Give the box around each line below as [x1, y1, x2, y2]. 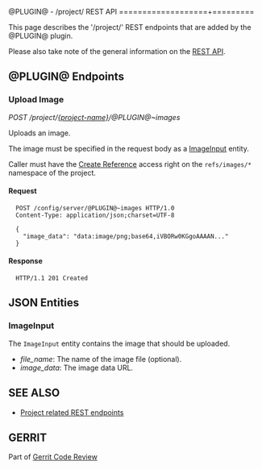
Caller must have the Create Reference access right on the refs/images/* [8, 159, 252, 168]
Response [8, 256, 43, 266]
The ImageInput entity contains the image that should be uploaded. [8, 338, 231, 348]
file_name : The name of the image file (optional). [19, 354, 182, 363]
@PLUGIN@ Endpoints [8, 70, 125, 84]
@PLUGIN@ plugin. [8, 31, 73, 40]
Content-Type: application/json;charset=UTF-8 [15, 211, 175, 219]
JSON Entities [8, 296, 80, 309]
